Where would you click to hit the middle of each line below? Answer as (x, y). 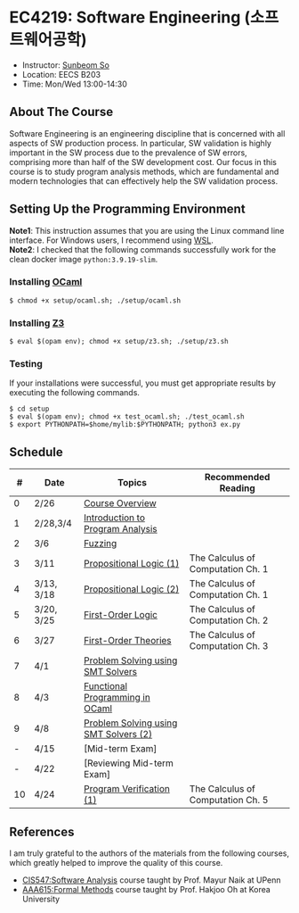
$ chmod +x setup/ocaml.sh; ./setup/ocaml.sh (95, 300)
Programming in (117, 698)
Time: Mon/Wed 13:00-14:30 (74, 84)
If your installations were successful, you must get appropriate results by (142, 383)
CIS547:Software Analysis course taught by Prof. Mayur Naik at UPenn (152, 880)
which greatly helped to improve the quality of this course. (116, 863)
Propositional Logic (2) (131, 589)
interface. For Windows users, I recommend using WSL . (111, 240)
